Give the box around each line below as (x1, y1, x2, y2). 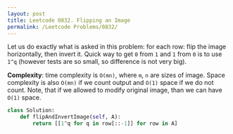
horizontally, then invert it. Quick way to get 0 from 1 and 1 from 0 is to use (7, 50, 222, 58)
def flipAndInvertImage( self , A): (20, 114, 121, 121)
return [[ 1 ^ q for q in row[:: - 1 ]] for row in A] (32, 120, 178, 127)
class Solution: (7, 107, 55, 114)
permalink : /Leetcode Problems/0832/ (7, 23, 118, 30)
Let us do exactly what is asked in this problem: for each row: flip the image (7, 43, 227, 51)
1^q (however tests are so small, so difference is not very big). (7, 58, 187, 66)
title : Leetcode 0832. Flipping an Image (7, 17, 131, 24)
